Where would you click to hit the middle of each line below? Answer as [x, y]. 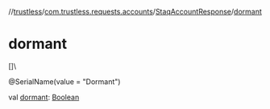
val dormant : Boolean [44, 97]
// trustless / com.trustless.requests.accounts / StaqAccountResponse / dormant [135, 12]
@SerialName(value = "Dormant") [64, 81]
